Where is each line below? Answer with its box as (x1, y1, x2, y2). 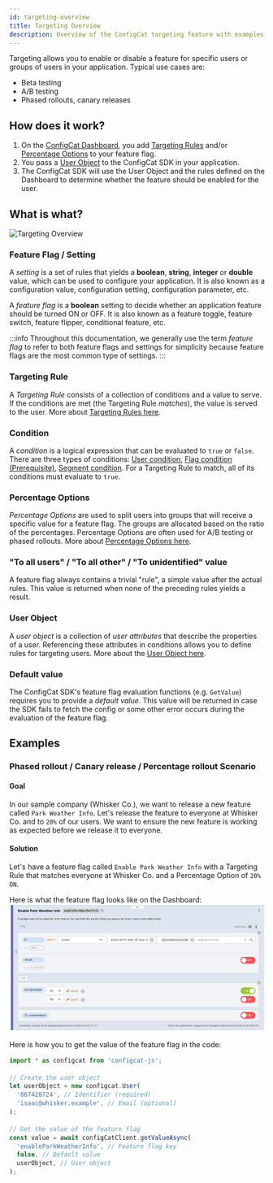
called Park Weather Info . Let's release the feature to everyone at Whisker (9, 807, 258, 817)
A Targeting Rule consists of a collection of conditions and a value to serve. (9, 389, 262, 399)
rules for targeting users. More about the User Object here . (9, 648, 206, 658)
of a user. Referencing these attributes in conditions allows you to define (9, 639, 252, 650)
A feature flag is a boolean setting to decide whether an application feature (9, 301, 262, 311)
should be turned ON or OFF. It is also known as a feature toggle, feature (9, 309, 253, 319)
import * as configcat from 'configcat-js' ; (9, 1056, 162, 1064)
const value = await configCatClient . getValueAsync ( (9, 1133, 192, 1142)
